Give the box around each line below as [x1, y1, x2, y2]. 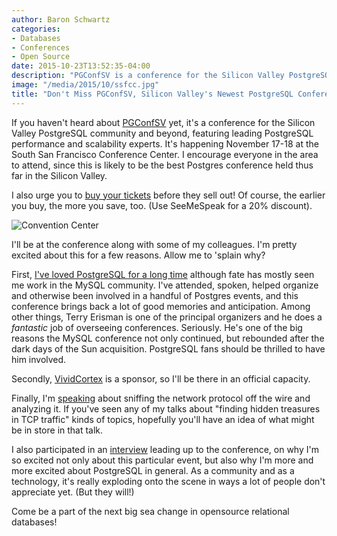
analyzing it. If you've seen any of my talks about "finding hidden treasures [11, 402, 321, 415]
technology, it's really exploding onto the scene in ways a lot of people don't [11, 475, 326, 487]
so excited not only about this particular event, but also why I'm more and [11, 454, 314, 466]
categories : [11, 24, 61, 34]
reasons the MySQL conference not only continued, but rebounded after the [11, 332, 325, 344]
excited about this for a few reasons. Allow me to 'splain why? [11, 249, 266, 261]
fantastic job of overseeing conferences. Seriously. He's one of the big [11, 321, 303, 333]
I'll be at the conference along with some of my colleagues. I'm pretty [11, 238, 298, 250]
